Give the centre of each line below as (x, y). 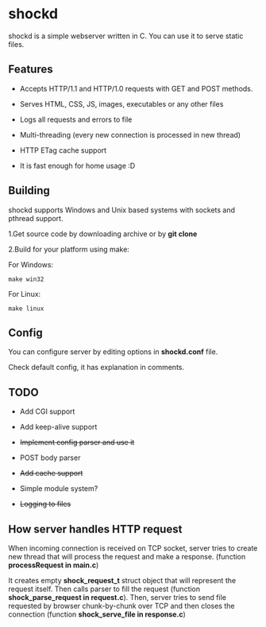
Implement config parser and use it (77, 442)
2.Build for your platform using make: (69, 249)
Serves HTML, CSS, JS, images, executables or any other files (121, 103)
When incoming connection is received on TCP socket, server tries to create (133, 548)
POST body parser (50, 458)
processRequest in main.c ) (54, 565)
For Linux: (25, 294)
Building (29, 191)
